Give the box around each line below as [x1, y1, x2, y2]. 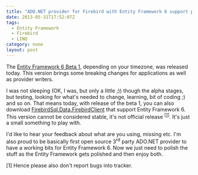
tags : [6, 19, 19, 25]
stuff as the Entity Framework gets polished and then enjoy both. [6, 151, 163, 158]
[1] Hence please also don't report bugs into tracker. [6, 162, 133, 169]
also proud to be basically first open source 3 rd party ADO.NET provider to [6, 137, 187, 145]
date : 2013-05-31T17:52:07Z [6, 14, 75, 20]
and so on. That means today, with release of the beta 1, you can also [6, 100, 174, 107]
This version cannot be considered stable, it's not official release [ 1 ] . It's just [6, 112, 190, 120]
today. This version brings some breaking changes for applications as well [6, 69, 187, 77]
